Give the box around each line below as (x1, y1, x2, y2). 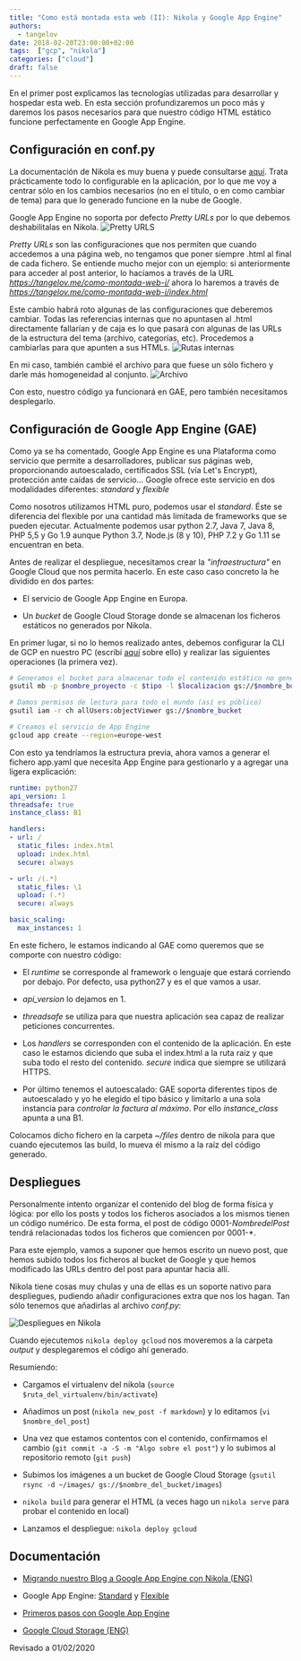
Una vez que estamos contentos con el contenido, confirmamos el (21, 1432, 268, 1443)
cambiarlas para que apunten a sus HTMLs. (9, 342, 170, 352)
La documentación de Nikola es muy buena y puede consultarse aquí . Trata (9, 166, 288, 177)
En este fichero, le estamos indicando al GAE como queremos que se (9, 939, 264, 950)
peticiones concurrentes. (21, 1020, 115, 1031)
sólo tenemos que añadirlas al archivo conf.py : (9, 1300, 182, 1311)
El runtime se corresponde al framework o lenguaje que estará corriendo (21, 966, 291, 977)
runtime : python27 (9, 783, 78, 792)
